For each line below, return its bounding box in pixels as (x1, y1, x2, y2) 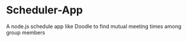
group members (6, 29, 46, 36)
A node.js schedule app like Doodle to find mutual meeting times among (6, 23, 182, 30)
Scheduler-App (6, 3, 83, 17)
